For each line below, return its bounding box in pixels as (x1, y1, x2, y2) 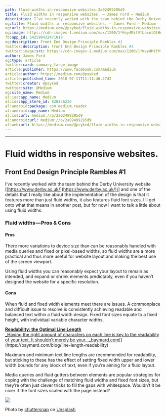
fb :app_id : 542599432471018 (5, 35, 63, 40)
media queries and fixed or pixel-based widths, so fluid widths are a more (5, 248, 156, 254)
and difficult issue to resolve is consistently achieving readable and (5, 306, 142, 312)
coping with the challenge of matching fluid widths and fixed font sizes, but (5, 377, 159, 383)
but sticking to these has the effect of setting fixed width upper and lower (5, 357, 155, 363)
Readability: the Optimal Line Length (5, 326, 82, 332)
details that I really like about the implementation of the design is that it (5, 191, 149, 197)
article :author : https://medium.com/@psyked (5, 72, 98, 77)
